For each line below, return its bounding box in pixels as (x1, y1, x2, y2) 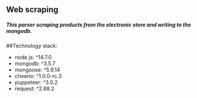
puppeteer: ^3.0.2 (14, 79, 58, 86)
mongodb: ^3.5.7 (14, 60, 56, 67)
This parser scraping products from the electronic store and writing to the (6, 21, 192, 28)
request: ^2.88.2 (14, 85, 55, 92)
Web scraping (6, 5, 59, 15)
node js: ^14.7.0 (14, 54, 52, 61)
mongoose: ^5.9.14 (14, 66, 60, 73)
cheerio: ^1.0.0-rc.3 (14, 73, 62, 80)
